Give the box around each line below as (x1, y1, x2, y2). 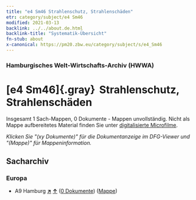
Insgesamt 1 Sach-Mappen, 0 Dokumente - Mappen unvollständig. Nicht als (6, 115, 190, 122)
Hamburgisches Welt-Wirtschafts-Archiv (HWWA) (6, 61, 155, 69)
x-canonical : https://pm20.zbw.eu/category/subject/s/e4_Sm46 (6, 42, 162, 48)
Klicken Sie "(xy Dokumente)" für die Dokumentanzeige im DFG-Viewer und (6, 133, 190, 140)
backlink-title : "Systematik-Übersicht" (6, 31, 107, 37)
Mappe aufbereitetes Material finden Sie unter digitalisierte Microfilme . (6, 121, 178, 128)
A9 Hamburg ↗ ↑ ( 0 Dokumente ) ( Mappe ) (14, 188, 118, 195)
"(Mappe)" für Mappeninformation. (6, 139, 92, 146)
